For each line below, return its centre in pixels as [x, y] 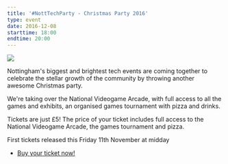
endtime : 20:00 [29, 39]
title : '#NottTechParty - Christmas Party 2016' [78, 13]
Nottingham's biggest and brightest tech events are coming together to [107, 71]
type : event [24, 20]
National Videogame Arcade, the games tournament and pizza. [96, 126]
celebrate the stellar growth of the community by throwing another [101, 79]
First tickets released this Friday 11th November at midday [88, 140]
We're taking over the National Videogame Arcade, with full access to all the [114, 99]
